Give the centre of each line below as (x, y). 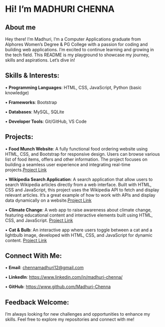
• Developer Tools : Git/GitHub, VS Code (46, 121)
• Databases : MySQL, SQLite (35, 111)
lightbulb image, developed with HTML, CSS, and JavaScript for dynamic (79, 235)
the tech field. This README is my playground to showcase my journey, (77, 55)
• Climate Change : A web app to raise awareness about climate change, (79, 210)
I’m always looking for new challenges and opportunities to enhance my (78, 314)
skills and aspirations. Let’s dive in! (40, 60)
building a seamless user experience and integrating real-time (68, 164)
